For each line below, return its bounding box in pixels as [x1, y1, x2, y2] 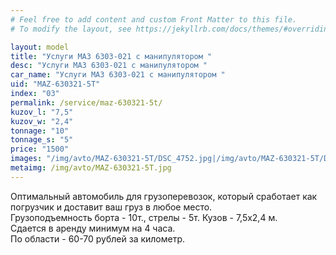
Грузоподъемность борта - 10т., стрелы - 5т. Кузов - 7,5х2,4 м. [10, 211, 278, 223]
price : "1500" [10, 144, 70, 155]
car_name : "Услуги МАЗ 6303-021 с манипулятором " [10, 70, 226, 80]
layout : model [10, 42, 70, 52]
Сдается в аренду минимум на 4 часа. [10, 222, 176, 234]
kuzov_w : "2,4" [10, 116, 74, 126]
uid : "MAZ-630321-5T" [10, 79, 101, 90]
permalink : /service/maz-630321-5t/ [10, 97, 163, 108]
